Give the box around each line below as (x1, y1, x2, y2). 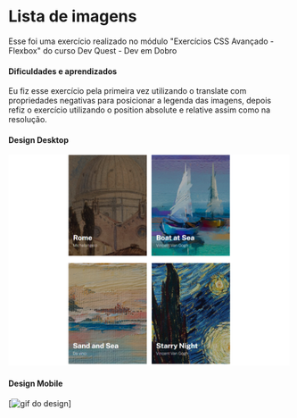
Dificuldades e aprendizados (8, 65, 118, 77)
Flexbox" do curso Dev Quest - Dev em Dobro (8, 45, 177, 55)
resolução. (8, 114, 48, 125)
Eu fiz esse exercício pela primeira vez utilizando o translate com (8, 86, 247, 96)
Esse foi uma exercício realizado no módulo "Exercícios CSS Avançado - (8, 36, 274, 46)
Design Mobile (8, 378, 63, 389)
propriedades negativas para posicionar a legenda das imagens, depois (8, 96, 272, 106)
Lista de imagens (8, 6, 137, 27)
